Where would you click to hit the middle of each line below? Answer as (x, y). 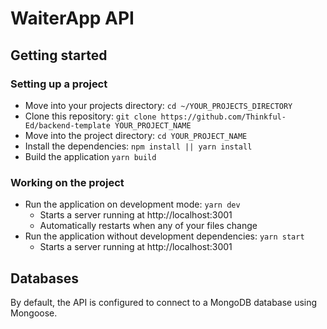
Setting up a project (59, 84)
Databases (45, 278)
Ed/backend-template (67, 125)
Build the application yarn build (90, 156)
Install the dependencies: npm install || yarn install (138, 146)
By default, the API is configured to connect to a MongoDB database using (164, 302)
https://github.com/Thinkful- (223, 117)
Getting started (59, 55)
